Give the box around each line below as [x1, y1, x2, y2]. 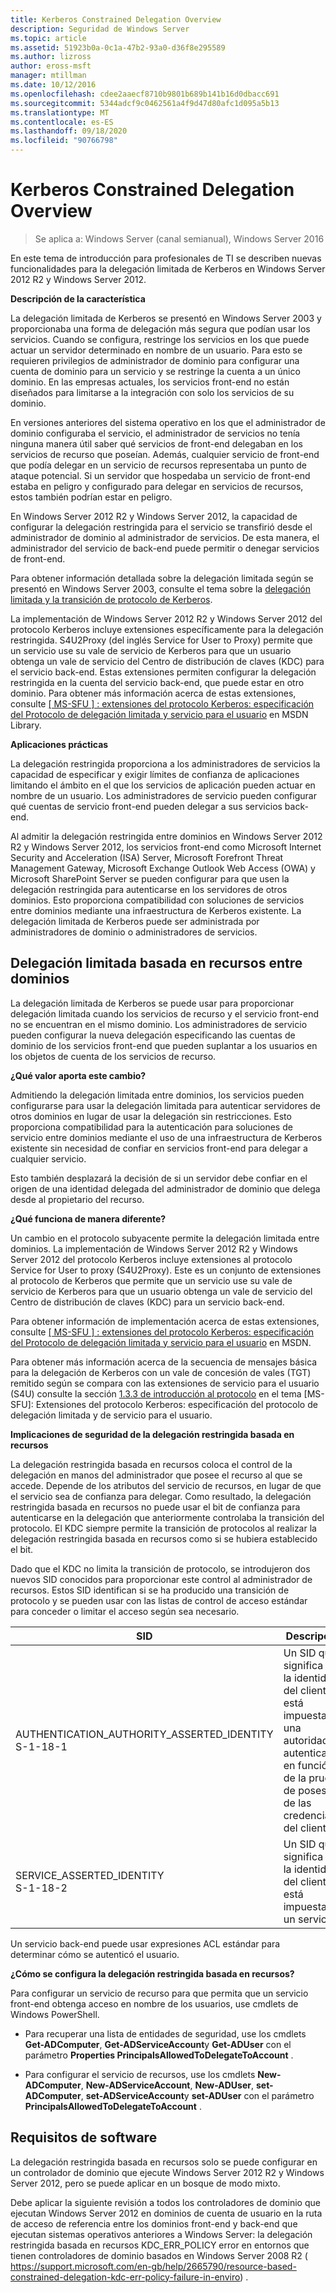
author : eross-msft [10, 61, 92, 71]
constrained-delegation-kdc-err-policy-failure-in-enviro [10, 2271, 241, 2283]
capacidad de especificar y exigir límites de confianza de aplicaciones [10, 768, 300, 780]
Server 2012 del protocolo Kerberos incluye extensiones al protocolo [10, 1253, 293, 1265]
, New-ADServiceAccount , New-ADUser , [80, 2079, 255, 2091]
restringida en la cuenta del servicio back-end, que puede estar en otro [10, 676, 305, 688]
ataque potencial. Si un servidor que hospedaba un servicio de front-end [10, 469, 311, 481]
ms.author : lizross [10, 52, 92, 62]
